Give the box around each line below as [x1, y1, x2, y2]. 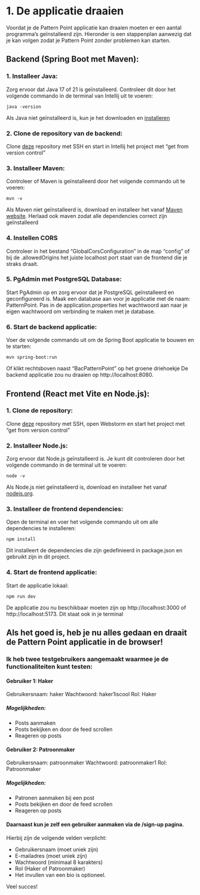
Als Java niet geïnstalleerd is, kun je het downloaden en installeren [6, 114, 170, 121]
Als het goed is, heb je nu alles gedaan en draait [6, 628, 187, 638]
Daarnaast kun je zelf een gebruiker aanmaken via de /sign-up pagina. [6, 821, 184, 828]
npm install [6, 536, 36, 543]
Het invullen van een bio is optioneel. [14, 871, 106, 878]
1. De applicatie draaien [6, 4, 124, 18]
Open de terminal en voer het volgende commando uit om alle [6, 518, 158, 525]
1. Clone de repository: [6, 406, 73, 415]
